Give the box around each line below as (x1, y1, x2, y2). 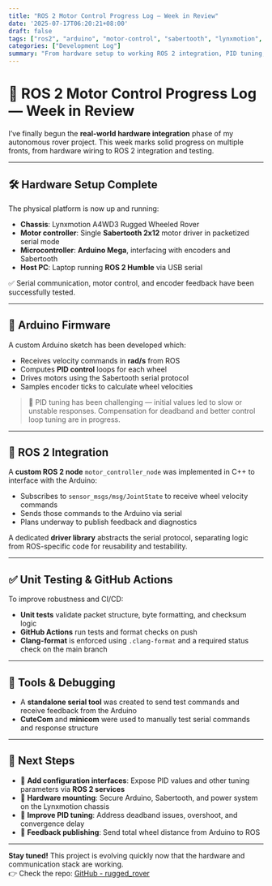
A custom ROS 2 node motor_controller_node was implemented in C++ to (8, 467, 255, 477)
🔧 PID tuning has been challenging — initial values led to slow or (28, 397, 243, 406)
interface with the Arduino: (8, 475, 97, 485)
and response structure (19, 723, 99, 733)
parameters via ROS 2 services (19, 784, 125, 794)
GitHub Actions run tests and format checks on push (19, 627, 198, 637)
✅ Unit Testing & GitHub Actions (8, 573, 173, 587)
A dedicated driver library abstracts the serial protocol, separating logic (8, 533, 249, 543)
